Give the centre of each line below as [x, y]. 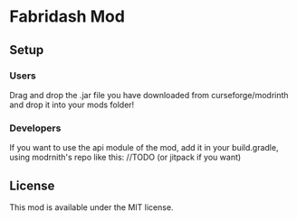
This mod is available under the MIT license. [91, 207]
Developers [35, 128]
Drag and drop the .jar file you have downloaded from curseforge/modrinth [149, 95]
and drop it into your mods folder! [72, 105]
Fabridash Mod [67, 17]
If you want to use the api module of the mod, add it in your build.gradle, [144, 148]
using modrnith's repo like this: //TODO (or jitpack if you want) [125, 157]
